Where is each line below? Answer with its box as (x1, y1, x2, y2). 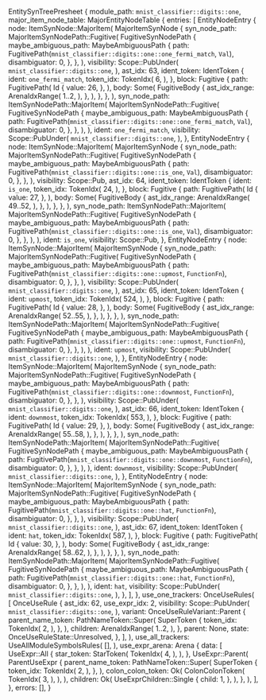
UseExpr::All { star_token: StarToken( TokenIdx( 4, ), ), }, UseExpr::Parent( (8, 649, 249, 659)
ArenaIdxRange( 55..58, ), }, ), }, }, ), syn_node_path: (8, 430, 179, 438)
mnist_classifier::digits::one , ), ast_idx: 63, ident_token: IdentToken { (8, 66, 245, 75)
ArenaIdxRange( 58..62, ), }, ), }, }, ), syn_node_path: (8, 548, 180, 557)
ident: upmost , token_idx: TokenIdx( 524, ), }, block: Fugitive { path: (8, 294, 225, 303)
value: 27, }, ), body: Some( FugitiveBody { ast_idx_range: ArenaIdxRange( (8, 192, 250, 202)
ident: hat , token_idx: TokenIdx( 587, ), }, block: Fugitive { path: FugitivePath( (8, 531, 258, 540)
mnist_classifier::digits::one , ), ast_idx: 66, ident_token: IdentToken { (8, 404, 245, 413)
